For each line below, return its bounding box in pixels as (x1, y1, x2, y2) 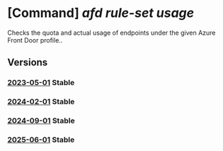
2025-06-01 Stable (7, 135, 75, 145)
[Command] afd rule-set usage (7, 5, 195, 21)
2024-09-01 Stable (7, 116, 76, 125)
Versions (7, 57, 48, 69)
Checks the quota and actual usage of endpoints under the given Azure (7, 28, 216, 37)
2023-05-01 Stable (7, 78, 75, 88)
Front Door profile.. (7, 35, 63, 44)
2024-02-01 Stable (7, 97, 75, 107)
